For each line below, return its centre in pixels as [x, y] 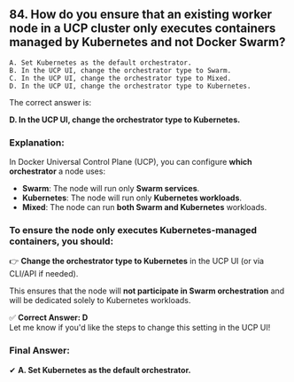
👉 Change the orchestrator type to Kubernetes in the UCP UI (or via [136, 261]
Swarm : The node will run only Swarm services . [111, 189]
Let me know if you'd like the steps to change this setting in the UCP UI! [140, 328]
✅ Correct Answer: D [49, 317]
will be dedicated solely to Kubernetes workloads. [100, 300]
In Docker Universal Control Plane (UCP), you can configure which [131, 162]
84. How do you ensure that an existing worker [141, 15]
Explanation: [37, 143]
